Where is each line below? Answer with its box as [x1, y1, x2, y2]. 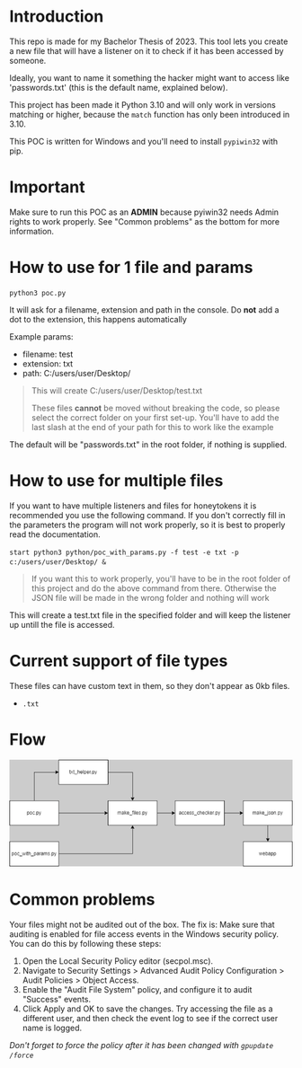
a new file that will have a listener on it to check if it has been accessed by [9, 45, 285, 56]
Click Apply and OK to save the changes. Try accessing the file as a [22, 1003, 273, 1014]
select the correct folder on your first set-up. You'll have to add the [31, 411, 280, 423]
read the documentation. [9, 528, 101, 540]
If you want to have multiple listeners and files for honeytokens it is [9, 500, 257, 511]
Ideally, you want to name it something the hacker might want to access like [9, 72, 290, 83]
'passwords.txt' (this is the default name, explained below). [9, 82, 228, 93]
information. [9, 225, 55, 236]
